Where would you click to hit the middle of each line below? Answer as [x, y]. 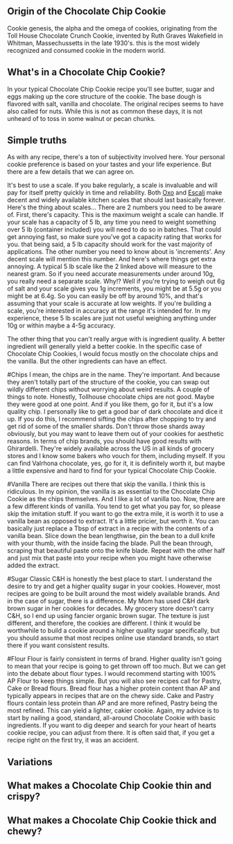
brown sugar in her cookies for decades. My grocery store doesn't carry [111, 608]
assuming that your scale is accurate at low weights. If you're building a [109, 303]
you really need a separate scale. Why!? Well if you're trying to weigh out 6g [116, 282]
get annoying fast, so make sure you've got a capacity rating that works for [114, 237]
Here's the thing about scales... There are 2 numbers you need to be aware [114, 207]
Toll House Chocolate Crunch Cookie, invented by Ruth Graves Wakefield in [115, 35]
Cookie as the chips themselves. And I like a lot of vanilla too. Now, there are [116, 499]
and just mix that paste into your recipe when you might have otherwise [109, 558]
